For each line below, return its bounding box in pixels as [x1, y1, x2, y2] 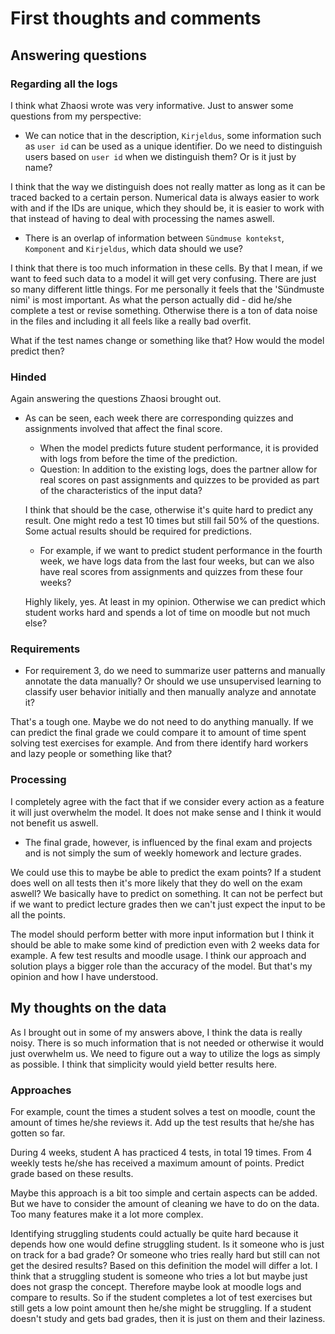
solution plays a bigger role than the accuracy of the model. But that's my [10, 960, 313, 972]
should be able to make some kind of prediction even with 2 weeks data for [10, 938, 320, 951]
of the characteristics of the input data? [39, 485, 203, 497]
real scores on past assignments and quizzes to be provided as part [39, 474, 320, 486]
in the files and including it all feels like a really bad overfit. [10, 315, 252, 327]
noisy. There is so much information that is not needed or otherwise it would [10, 1037, 324, 1049]
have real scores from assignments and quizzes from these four [39, 566, 303, 578]
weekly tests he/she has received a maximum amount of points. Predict [10, 1157, 305, 1169]
